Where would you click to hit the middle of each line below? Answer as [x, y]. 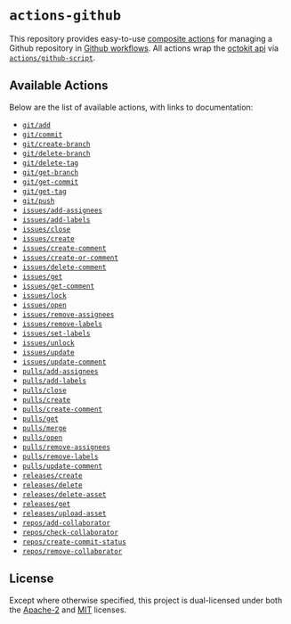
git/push [38, 201]
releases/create [52, 475]
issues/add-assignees [62, 210]
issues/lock [44, 296]
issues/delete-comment [64, 267]
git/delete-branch [56, 153]
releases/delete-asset [64, 494]
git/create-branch [56, 144]
